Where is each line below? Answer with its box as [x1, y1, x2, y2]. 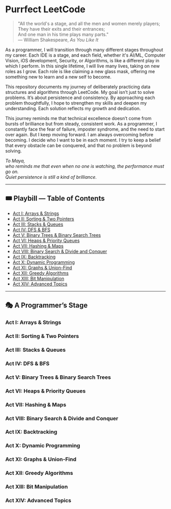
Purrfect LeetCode [5, 4, 85, 15]
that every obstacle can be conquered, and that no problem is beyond [5, 142, 152, 149]
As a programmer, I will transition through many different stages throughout [5, 46, 163, 53]
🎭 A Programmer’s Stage [5, 301, 88, 310]
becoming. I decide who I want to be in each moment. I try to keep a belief [5, 137, 161, 143]
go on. [5, 168, 19, 175]
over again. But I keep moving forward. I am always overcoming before [5, 131, 154, 137]
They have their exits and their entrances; [17, 26, 105, 32]
